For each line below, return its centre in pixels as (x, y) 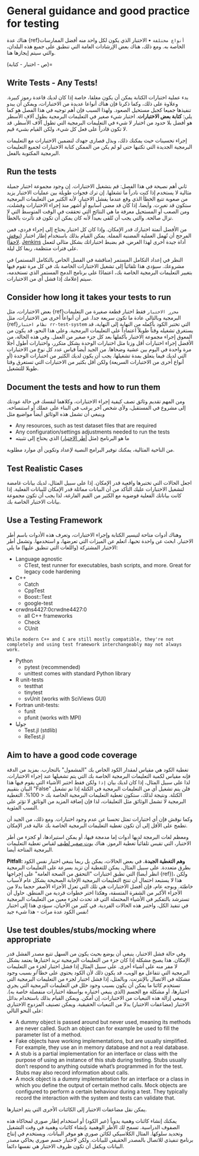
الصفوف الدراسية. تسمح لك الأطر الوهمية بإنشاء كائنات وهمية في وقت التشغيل (93, 1127)
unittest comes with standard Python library (77, 673)
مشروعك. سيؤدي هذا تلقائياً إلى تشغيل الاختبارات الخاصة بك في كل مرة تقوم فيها (96, 266)
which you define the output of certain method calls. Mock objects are (101, 1085)
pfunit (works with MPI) (53, 717)
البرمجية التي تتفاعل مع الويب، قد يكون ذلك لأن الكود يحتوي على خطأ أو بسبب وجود (98, 973)
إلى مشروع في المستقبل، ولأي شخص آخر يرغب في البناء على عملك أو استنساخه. (96, 408)
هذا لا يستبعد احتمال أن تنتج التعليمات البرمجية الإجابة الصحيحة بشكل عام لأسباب (94, 880)
